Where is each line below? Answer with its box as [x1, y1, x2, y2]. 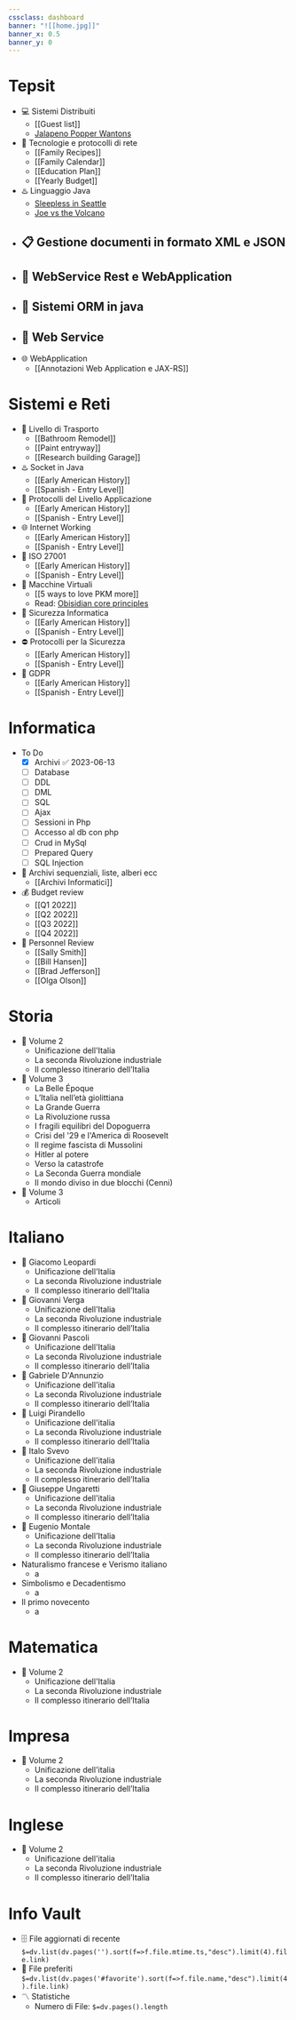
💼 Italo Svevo [20, 1445, 70, 1456]
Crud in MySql [34, 837, 87, 848]
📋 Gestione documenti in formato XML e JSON [20, 235, 285, 250]
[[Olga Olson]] [34, 975, 87, 986]
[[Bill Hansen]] [34, 956, 88, 967]
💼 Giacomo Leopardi [20, 1257, 97, 1267]
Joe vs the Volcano [34, 208, 105, 219]
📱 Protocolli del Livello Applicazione [20, 494, 152, 505]
